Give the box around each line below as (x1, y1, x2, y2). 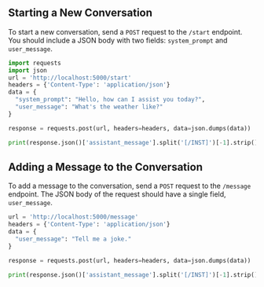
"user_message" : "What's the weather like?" (15, 103, 163, 111)
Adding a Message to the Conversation (8, 160, 203, 174)
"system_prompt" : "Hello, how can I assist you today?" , (15, 96, 206, 104)
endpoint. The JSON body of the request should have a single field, (8, 189, 226, 199)
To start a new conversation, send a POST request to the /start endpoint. (8, 27, 243, 36)
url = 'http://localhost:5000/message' (8, 213, 139, 221)
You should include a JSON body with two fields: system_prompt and (8, 35, 228, 45)
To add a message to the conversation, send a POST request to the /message (8, 181, 251, 191)
